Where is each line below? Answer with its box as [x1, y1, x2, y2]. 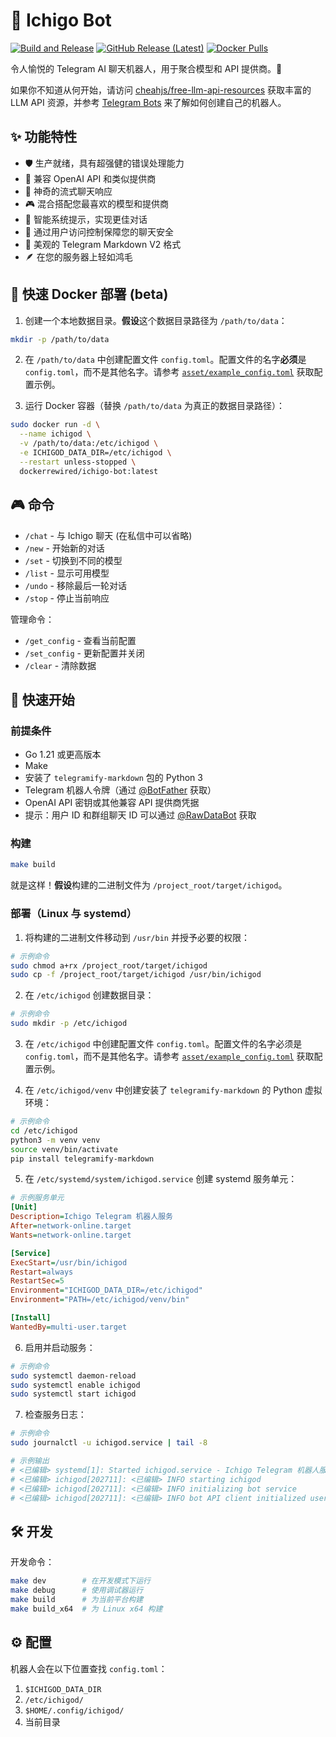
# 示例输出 [10, 1456, 50, 1466]
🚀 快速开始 [10, 691, 75, 708]
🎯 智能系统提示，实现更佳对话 [24, 213, 148, 225]
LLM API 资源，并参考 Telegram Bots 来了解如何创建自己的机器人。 [10, 96, 287, 108]
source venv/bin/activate [10, 1144, 118, 1154]
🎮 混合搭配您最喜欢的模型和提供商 [24, 197, 170, 209]
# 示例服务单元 [10, 1193, 65, 1203]
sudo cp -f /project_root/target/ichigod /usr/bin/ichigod [10, 970, 262, 980]
